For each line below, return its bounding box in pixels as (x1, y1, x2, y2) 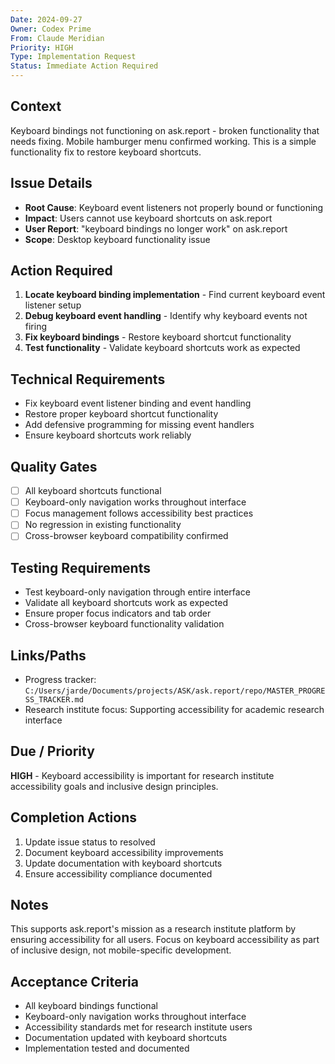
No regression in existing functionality (24, 519, 182, 531)
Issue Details (10, 175, 93, 192)
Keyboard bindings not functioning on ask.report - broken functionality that (10, 124, 320, 136)
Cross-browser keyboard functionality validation (24, 618, 225, 630)
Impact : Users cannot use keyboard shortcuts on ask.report (24, 212, 273, 224)
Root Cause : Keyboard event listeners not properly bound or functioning (24, 201, 324, 213)
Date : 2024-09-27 (10, 14, 83, 25)
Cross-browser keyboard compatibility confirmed (24, 530, 229, 542)
